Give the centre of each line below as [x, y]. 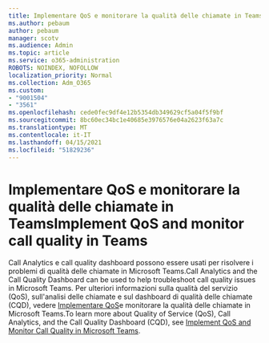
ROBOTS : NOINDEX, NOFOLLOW [53, 68]
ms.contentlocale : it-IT [50, 135]
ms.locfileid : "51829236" [51, 150]
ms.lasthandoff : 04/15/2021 [55, 142]
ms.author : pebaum [39, 23]
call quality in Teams [78, 240]
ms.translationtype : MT [48, 127]
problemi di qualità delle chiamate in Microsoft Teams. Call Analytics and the [133, 271]
